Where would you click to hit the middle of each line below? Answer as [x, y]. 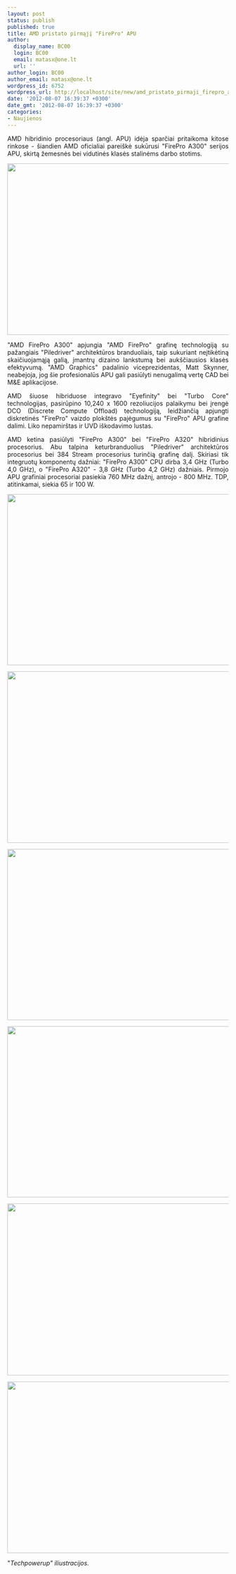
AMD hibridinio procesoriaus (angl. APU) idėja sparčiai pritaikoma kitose [118, 139]
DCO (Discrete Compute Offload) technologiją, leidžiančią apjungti [118, 411]
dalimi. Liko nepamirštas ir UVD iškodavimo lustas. [80, 426]
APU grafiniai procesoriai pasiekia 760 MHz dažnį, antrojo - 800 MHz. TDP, [118, 476]
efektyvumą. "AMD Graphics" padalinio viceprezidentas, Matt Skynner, [118, 367]
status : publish [31, 20]
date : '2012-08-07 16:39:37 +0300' [59, 99]
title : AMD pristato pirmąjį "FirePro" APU [72, 33]
